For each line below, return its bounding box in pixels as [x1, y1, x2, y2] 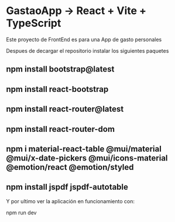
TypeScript [6, 16, 61, 30]
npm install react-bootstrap [6, 84, 109, 94]
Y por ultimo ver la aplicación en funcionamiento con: [6, 197, 135, 204]
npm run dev [6, 209, 37, 216]
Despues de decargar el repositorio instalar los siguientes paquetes [6, 47, 169, 54]
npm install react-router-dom [6, 124, 115, 134]
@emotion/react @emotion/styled [6, 162, 134, 172]
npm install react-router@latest [6, 104, 124, 114]
